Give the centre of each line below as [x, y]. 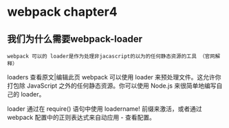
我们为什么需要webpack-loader [75, 39]
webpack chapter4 [63, 12]
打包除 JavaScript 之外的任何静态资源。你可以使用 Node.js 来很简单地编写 [112, 86]
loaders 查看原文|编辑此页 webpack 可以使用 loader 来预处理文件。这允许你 [114, 77]
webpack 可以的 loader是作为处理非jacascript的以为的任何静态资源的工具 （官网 [111, 56]
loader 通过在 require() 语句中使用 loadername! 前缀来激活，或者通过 [105, 109]
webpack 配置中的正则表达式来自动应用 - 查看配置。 [81, 117]
